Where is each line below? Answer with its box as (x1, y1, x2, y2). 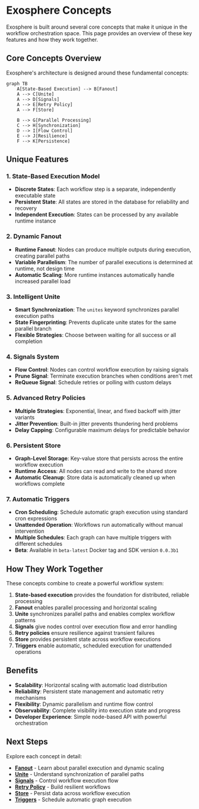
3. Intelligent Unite (6, 292, 61, 301)
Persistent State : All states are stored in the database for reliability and (14, 198, 189, 206)
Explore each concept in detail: (6, 752, 82, 759)
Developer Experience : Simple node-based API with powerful (14, 713, 167, 720)
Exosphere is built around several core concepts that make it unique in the (6, 23, 188, 30)
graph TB (6, 81, 28, 87)
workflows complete (14, 480, 65, 487)
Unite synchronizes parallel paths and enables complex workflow (14, 610, 175, 617)
